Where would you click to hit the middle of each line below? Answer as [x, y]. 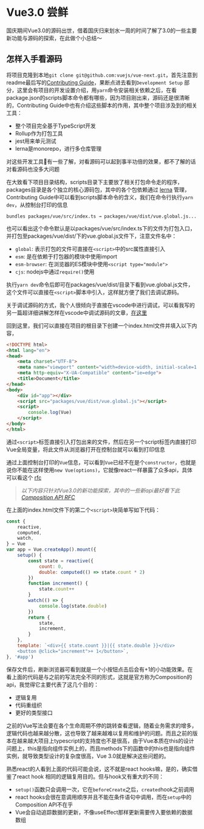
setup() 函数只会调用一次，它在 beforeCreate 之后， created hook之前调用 [104, 789]
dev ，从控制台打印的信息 [37, 205]
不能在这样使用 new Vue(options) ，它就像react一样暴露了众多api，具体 [105, 470]
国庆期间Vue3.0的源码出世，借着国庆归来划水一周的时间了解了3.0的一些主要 [102, 30]
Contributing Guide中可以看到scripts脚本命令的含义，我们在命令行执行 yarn [100, 197]
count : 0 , [51, 566]
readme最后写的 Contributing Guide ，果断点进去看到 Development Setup [95, 82]
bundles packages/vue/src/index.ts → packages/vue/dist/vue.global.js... [102, 216]
